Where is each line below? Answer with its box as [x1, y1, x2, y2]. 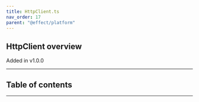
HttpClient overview [6, 41, 82, 51]
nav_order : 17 [6, 14, 41, 20]
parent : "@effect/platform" [6, 19, 76, 25]
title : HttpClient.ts [6, 8, 60, 15]
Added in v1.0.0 [6, 57, 44, 64]
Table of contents [6, 80, 72, 90]
